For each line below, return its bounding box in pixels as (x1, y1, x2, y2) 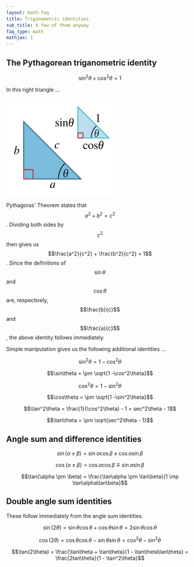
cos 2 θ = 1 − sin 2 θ (78, 381, 122, 389)
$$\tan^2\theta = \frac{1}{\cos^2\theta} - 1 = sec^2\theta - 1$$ (23, 405, 177, 413)
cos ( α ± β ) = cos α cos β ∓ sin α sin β (55, 461, 145, 469)
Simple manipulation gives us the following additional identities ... (6, 345, 166, 352)
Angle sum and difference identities (6, 434, 142, 444)
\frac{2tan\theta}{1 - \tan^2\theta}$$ (55, 554, 145, 562)
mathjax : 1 (6, 35, 33, 41)
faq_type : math (6, 29, 44, 35)
